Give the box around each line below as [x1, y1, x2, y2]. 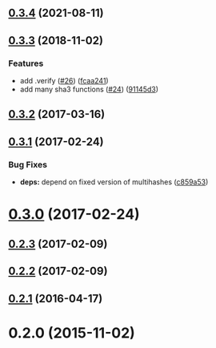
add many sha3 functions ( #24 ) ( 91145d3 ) [19, 84, 158, 95]
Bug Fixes [8, 159, 48, 170]
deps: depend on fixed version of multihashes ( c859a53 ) [19, 177, 209, 187]
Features [8, 58, 44, 69]
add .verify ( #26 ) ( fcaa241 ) [19, 76, 110, 86]
